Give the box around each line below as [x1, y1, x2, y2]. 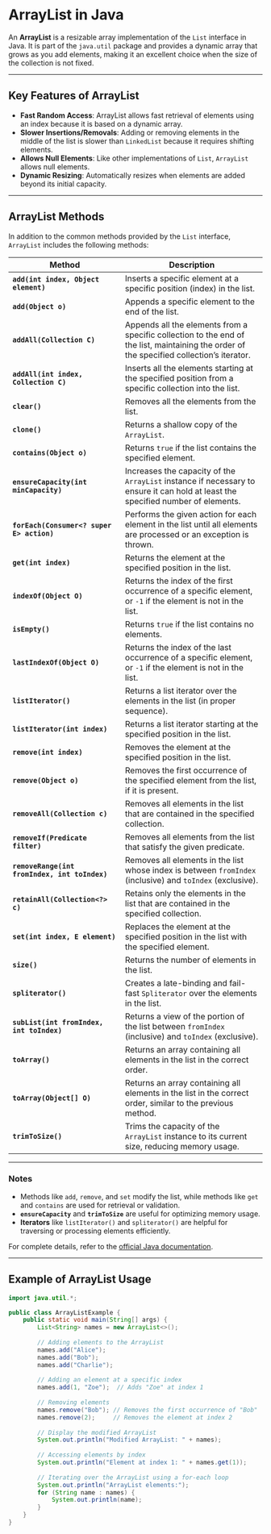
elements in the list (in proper [124, 695, 236, 707]
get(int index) [12, 558, 71, 567]
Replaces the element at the [124, 921, 231, 932]
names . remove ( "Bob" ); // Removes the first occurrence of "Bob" [37, 1406, 258, 1414]
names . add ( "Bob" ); [37, 1353, 99, 1361]
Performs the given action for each [124, 508, 256, 519]
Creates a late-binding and [124, 978, 227, 989]
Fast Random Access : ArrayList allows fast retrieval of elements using [19, 110, 254, 120]
